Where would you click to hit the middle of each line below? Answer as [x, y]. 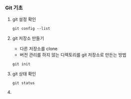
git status [23, 83]
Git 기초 [14, 7]
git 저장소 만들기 [28, 38]
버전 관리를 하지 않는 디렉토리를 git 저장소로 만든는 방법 [73, 55]
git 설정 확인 [24, 19]
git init [21, 64]
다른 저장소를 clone [39, 49]
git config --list [31, 29]
